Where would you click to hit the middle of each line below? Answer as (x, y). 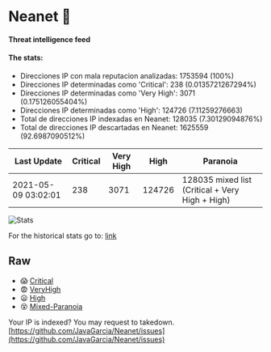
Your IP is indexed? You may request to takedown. (92, 322)
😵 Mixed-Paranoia (51, 306)
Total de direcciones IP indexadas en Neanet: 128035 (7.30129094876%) (141, 119)
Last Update (39, 161)
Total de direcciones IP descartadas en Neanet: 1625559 (114, 127)
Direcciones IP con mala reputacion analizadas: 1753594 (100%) (127, 75)
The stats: (26, 58)
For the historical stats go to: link (63, 235)
